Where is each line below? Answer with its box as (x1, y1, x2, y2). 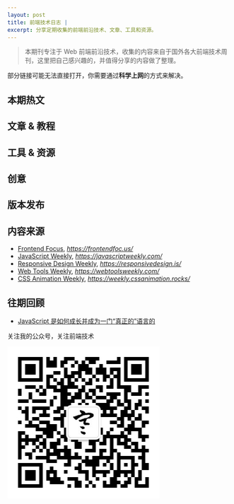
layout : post (7, 11, 46, 18)
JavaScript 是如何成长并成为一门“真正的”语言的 (17, 317, 156, 325)
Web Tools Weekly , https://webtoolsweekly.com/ (17, 267, 160, 276)
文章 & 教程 (7, 120, 56, 132)
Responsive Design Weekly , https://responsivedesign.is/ (17, 259, 182, 268)
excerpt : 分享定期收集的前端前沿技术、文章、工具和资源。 (7, 26, 157, 33)
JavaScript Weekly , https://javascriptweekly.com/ (17, 252, 163, 261)
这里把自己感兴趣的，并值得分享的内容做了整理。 (37, 57, 180, 65)
